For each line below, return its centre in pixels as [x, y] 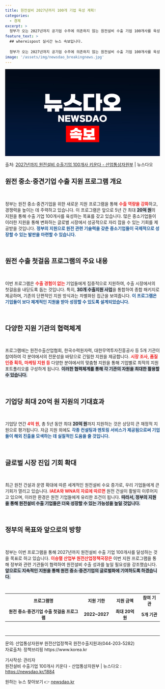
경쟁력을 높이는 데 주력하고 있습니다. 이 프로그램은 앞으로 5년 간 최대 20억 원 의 [80, 210]
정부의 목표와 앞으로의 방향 [43, 530]
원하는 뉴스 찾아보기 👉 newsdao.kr [40, 682]
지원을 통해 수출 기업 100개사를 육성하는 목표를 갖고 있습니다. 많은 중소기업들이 [81, 216]
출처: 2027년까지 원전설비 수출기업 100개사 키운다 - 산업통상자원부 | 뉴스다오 [79, 164]
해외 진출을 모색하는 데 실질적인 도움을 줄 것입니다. [62, 436]
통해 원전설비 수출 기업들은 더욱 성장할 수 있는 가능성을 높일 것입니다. [75, 503]
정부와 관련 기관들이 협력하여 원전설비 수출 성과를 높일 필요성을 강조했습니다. [83, 564]
